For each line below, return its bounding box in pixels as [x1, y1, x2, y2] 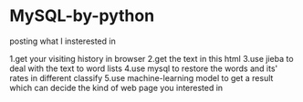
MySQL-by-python [9, 5, 155, 26]
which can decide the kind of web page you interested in [9, 82, 224, 93]
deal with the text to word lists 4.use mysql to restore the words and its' [9, 63, 278, 74]
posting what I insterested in [9, 36, 116, 46]
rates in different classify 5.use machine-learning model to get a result [9, 72, 274, 83]
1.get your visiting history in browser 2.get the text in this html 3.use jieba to [9, 53, 294, 64]
